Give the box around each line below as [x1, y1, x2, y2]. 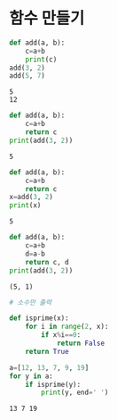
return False [56, 339, 105, 349]
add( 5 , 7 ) [9, 71, 46, 80]
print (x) [9, 201, 42, 210]
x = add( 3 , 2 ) [9, 193, 53, 202]
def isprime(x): [9, 314, 69, 323]
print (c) [25, 55, 58, 63]
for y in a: [9, 372, 53, 381]
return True [25, 347, 69, 356]
